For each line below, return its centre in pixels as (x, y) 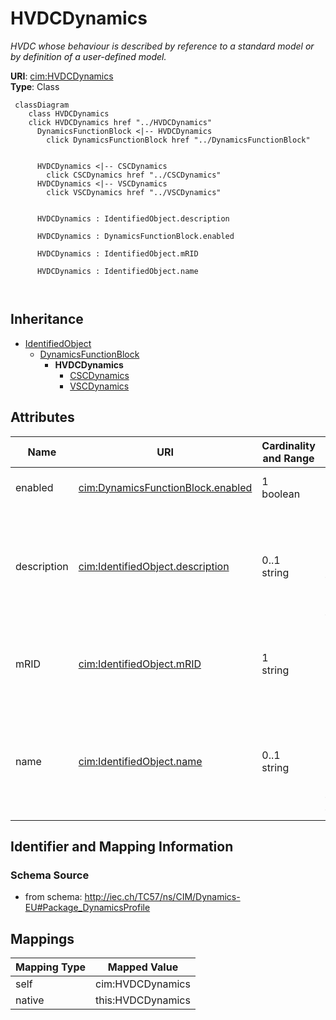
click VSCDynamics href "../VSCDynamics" (134, 192)
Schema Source (50, 875)
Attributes (42, 417)
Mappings (42, 938)
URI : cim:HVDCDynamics (62, 76)
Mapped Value (143, 967)
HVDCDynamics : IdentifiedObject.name (117, 271)
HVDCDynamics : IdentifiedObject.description (133, 218)
